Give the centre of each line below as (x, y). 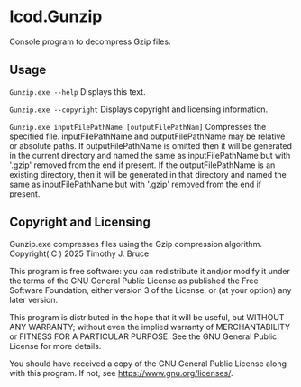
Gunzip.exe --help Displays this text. (78, 91)
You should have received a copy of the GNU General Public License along (148, 364)
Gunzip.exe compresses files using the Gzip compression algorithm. (136, 244)
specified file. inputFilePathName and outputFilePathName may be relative (147, 136)
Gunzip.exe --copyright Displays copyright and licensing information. (139, 109)
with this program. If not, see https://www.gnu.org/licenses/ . (121, 373)
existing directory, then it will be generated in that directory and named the (148, 174)
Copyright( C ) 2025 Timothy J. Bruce (79, 253)
